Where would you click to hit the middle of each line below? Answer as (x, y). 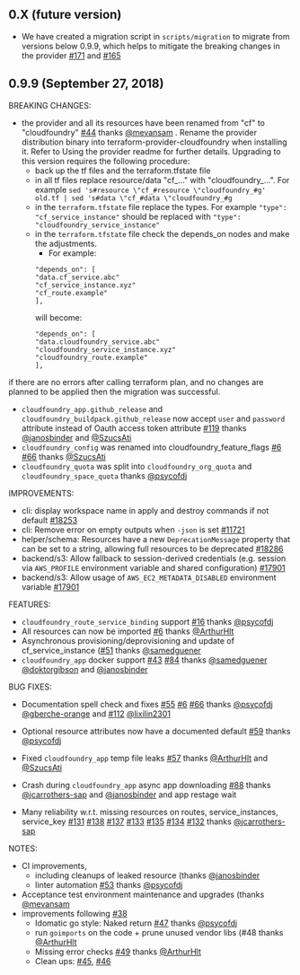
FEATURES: (30, 604)
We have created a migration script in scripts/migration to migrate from (155, 36)
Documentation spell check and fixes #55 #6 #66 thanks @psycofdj (147, 704)
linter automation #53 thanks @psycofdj (109, 884)
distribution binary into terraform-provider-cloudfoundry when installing (154, 142)
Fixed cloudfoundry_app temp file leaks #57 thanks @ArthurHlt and (145, 758)
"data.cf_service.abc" (77, 277)
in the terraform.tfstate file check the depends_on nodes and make (162, 233)
